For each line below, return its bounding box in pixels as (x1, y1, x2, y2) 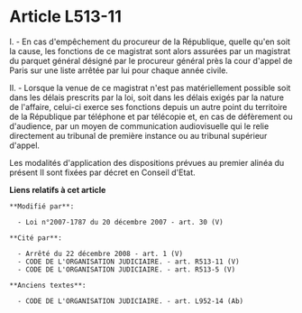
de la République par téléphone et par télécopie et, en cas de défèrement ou (9, 111, 293, 122)
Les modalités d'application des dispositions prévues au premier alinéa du (9, 157, 285, 168)
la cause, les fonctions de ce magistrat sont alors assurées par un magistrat (9, 45, 291, 56)
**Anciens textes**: (9, 281, 87, 290)
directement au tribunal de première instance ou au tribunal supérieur (9, 130, 268, 141)
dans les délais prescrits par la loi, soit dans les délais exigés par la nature (9, 92, 284, 103)
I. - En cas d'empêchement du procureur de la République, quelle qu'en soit (9, 36, 291, 47)
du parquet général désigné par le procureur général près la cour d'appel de (9, 55, 293, 66)
